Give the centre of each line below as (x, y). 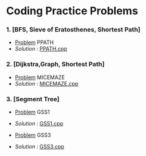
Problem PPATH (34, 42)
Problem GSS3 (33, 135)
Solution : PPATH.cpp (41, 49)
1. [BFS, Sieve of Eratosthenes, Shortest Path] (73, 30)
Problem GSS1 (32, 112)
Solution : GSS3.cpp (39, 146)
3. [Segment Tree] (33, 99)
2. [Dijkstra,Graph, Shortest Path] (55, 64)
